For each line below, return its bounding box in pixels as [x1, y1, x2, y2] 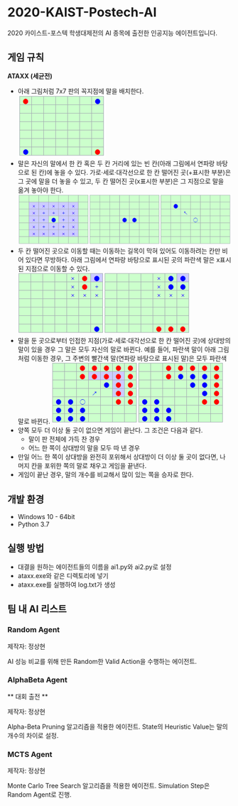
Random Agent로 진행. [7, 790, 72, 799]
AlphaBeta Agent [7, 675, 67, 685]
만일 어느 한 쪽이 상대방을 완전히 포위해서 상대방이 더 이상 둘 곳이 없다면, [17, 452, 219, 462]
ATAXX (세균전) [7, 72, 53, 80]
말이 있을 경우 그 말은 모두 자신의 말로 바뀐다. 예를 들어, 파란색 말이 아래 [17, 345, 217, 354]
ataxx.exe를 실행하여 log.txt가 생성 [17, 580, 116, 589]
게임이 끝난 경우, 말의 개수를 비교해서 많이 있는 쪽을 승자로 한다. [17, 470, 194, 479]
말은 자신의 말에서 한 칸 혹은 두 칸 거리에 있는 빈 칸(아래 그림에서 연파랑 [17, 159, 215, 168]
